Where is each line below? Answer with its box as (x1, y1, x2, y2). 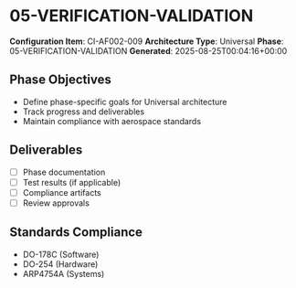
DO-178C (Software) (22, 249, 100, 260)
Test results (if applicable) (22, 176, 122, 187)
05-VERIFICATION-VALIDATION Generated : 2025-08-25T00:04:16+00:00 (9, 45, 288, 56)
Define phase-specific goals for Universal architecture (22, 96, 227, 107)
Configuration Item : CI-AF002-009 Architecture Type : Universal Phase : (9, 36, 284, 47)
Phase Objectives (9, 72, 111, 88)
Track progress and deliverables (22, 106, 144, 117)
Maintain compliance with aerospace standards (22, 115, 202, 126)
